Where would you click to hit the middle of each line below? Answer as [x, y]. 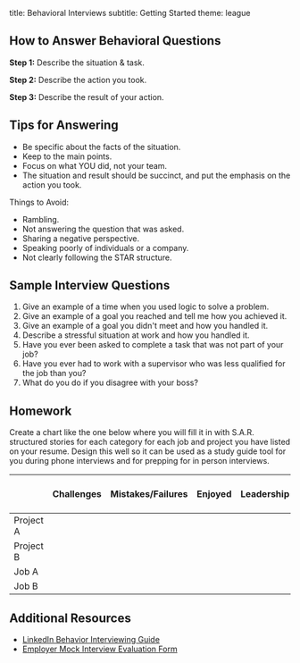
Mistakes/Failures [149, 494]
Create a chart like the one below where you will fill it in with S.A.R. [132, 432]
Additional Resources [70, 618]
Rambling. [41, 219]
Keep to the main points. [67, 156]
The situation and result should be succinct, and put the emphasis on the [156, 175]
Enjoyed [214, 494]
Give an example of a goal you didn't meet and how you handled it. [145, 326]
